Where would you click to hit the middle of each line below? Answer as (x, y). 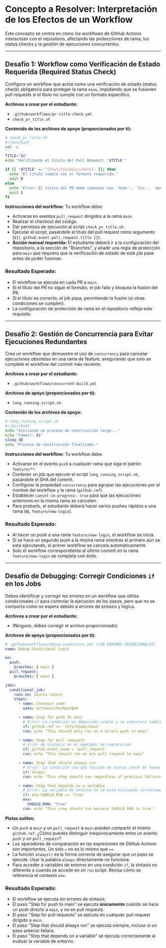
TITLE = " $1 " (16, 156)
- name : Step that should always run (57, 763)
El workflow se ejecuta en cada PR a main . (55, 282)
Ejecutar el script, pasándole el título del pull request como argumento (84, 232)
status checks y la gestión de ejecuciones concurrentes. (62, 44)
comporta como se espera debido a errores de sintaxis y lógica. (70, 606)
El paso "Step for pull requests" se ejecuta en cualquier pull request (81, 915)
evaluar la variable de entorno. (43, 941)
